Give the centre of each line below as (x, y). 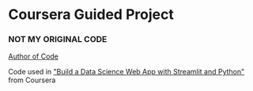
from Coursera (32, 80)
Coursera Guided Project (91, 15)
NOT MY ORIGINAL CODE (58, 40)
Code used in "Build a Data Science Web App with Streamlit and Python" (126, 72)
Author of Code (34, 56)
